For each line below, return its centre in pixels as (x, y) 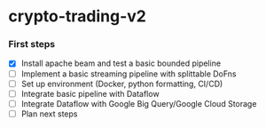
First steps (31, 44)
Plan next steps (49, 114)
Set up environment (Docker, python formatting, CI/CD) (122, 84)
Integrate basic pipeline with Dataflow (90, 93)
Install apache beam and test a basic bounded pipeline (121, 63)
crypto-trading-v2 (78, 16)
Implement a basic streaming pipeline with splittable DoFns (129, 74)
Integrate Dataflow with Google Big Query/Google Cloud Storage (139, 103)
